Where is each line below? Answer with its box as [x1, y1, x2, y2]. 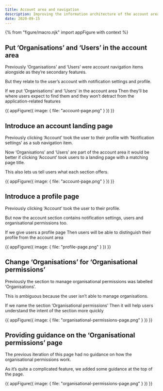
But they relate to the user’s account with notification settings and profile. [5, 79, 152, 85]
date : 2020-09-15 [5, 16, 40, 21]
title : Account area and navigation [5, 7, 79, 12]
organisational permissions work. [5, 357, 71, 362]
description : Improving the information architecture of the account [5, 12, 149, 17]
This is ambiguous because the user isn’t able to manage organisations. [5, 293, 148, 299]
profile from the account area [5, 234, 64, 240]
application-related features [5, 98, 61, 104]
